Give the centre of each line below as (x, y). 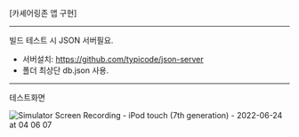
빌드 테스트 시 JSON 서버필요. (61, 40)
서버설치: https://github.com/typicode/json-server (113, 59)
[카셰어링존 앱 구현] (43, 13)
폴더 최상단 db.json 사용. (65, 70)
